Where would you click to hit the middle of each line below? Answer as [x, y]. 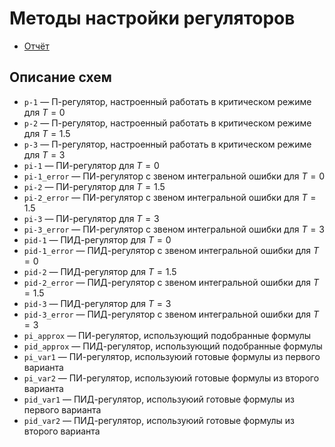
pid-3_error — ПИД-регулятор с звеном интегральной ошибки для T [171, 314]
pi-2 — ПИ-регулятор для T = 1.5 [94, 186]
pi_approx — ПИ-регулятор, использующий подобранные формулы [167, 335]
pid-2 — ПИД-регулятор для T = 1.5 [100, 271]
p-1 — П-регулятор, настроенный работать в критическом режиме [167, 101]
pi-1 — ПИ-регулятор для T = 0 [91, 165]
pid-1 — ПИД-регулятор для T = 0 [97, 239]
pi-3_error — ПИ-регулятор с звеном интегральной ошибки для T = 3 [174, 229]
